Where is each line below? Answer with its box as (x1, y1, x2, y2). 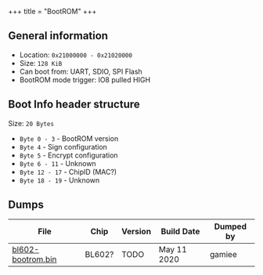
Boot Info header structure (8, 98, 141, 111)
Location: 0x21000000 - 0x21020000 (19, 50, 133, 60)
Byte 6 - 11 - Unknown (19, 158, 96, 168)
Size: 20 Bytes (8, 118, 55, 128)
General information (8, 29, 108, 42)
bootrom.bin (12, 254, 57, 265)
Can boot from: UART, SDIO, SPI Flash (19, 67, 142, 76)
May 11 (158, 244, 188, 255)
